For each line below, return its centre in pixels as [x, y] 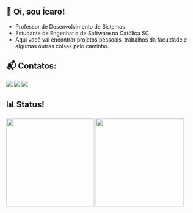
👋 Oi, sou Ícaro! [36, 12]
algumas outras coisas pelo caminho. [62, 46]
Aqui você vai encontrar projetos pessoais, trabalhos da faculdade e [101, 39]
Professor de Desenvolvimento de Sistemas [70, 26]
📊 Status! [25, 105]
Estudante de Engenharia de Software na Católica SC [82, 33]
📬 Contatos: [31, 66]
